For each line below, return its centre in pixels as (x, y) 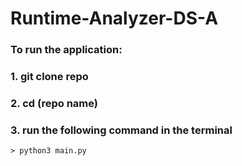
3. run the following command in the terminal (121, 130)
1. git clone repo (49, 77)
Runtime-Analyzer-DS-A (114, 18)
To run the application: (66, 50)
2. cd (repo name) (54, 103)
